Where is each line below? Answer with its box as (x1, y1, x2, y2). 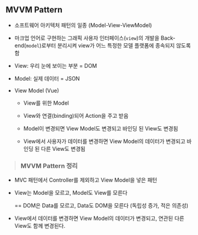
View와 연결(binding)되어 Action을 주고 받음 (23, 112, 129, 119)
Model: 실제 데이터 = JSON (14, 75, 80, 82)
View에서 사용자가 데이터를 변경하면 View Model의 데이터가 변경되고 (23, 138, 186, 145)
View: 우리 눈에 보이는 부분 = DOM (14, 62, 97, 69)
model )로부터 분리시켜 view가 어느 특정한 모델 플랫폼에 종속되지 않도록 (25, 41, 191, 49)
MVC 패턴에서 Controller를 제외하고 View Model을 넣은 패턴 (14, 177, 158, 184)
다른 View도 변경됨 (41, 145, 85, 152)
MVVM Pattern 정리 (20, 162, 78, 170)
